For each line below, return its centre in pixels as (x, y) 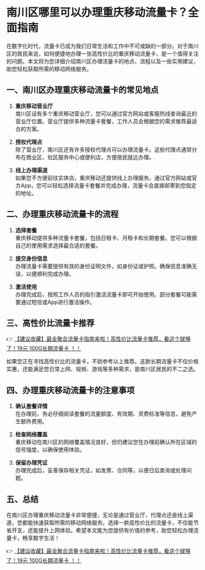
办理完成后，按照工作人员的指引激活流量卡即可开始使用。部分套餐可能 (103, 294)
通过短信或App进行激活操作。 (58, 302)
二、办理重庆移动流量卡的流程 (63, 214)
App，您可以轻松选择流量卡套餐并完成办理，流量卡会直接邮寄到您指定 (109, 185)
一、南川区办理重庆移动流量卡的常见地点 (82, 90)
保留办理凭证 (31, 463)
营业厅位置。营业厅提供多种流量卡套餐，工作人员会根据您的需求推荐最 (103, 121)
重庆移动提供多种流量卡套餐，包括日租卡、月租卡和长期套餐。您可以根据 (106, 238)
